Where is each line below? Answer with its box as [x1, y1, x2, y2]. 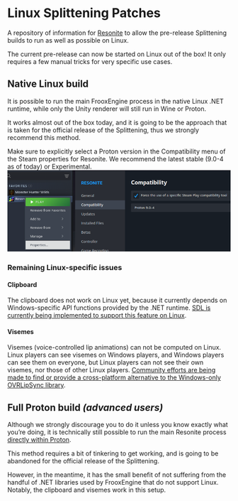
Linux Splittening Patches [7, 5, 161, 21]
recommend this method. [7, 133, 81, 141]
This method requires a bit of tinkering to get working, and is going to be [7, 449, 219, 458]
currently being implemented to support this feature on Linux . [7, 311, 187, 320]
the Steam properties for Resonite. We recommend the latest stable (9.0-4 [7, 154, 225, 163]
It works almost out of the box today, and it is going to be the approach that [7, 118, 227, 126]
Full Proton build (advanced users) [7, 402, 164, 414]
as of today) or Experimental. [7, 162, 92, 171]
